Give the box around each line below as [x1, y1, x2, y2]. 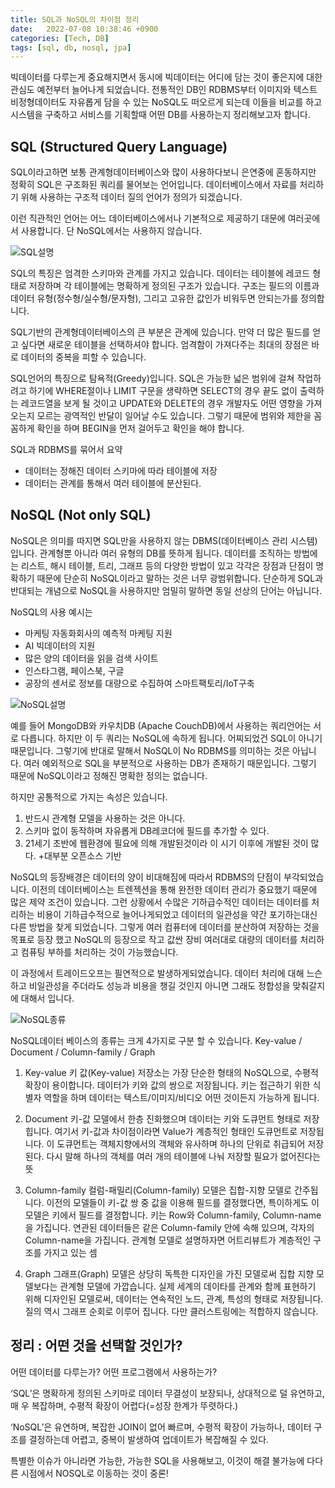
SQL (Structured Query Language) [10, 138, 228, 155]
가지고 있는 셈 [43, 1246, 98, 1258]
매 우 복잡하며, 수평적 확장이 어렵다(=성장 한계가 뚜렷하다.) [10, 1399, 239, 1411]
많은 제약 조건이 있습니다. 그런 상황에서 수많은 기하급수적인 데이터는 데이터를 [10, 896, 310, 908]
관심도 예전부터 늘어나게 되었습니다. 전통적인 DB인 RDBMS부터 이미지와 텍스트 [10, 84, 318, 96]
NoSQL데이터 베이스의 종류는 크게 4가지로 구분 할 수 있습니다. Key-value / [10, 1034, 303, 1046]
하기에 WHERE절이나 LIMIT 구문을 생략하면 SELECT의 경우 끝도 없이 [28, 385, 298, 397]
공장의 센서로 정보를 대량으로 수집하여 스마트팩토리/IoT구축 [24, 677, 255, 689]
